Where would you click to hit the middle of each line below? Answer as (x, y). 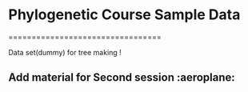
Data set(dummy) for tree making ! (65, 52)
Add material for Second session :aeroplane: (122, 78)
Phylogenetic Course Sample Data (124, 15)
